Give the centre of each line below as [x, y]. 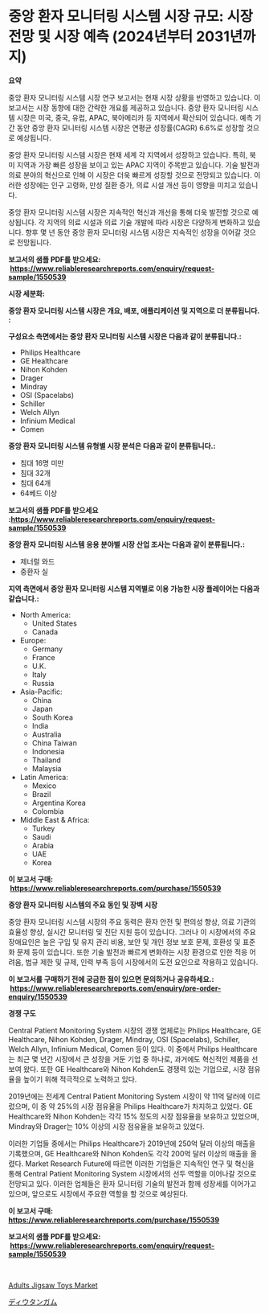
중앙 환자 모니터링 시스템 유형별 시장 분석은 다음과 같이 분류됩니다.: [112, 446]
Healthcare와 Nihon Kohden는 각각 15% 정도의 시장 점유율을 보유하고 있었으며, [134, 1116]
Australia [47, 734]
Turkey [43, 828]
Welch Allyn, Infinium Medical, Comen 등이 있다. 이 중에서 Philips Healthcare [133, 1049]
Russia [43, 683]
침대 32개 [35, 473]
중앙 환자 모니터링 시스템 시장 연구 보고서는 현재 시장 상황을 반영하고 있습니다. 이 [134, 97]
